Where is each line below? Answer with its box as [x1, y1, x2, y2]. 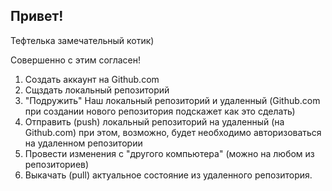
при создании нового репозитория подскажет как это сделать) [24, 105, 296, 117]
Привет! [10, 8, 64, 25]
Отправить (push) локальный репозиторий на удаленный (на [24, 115, 285, 128]
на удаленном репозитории [24, 137, 143, 149]
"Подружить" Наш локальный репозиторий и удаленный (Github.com [24, 94, 321, 106]
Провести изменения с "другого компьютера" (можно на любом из [24, 147, 315, 159]
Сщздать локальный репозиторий [24, 84, 170, 96]
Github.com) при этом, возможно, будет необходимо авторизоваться [24, 126, 322, 138]
